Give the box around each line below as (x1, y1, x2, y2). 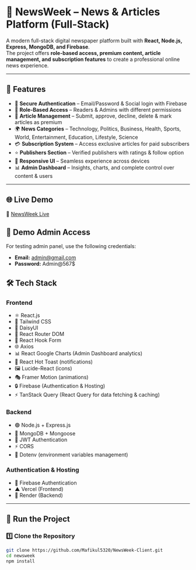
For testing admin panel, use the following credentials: (6, 243, 136, 250)
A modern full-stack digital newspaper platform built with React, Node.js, (6, 37, 183, 44)
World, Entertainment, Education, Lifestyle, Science (14, 133, 138, 140)
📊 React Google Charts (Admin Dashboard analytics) (14, 350, 143, 357)
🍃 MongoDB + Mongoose (14, 430, 76, 437)
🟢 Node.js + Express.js (14, 421, 71, 429)
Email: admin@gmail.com (14, 254, 76, 261)
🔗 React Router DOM (14, 331, 65, 338)
